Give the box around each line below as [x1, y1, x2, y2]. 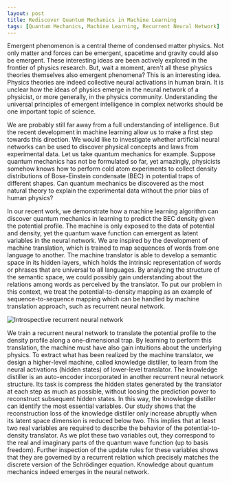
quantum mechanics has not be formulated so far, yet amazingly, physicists [7, 158, 221, 166]
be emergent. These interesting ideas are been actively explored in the [7, 56, 208, 65]
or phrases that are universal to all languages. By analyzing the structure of [7, 266, 220, 274]
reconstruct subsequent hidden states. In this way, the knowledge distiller [7, 395, 217, 403]
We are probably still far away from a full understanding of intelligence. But [7, 121, 219, 129]
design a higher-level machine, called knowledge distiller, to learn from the [7, 358, 219, 367]
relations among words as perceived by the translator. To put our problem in [7, 280, 222, 289]
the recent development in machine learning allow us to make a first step [7, 128, 213, 136]
